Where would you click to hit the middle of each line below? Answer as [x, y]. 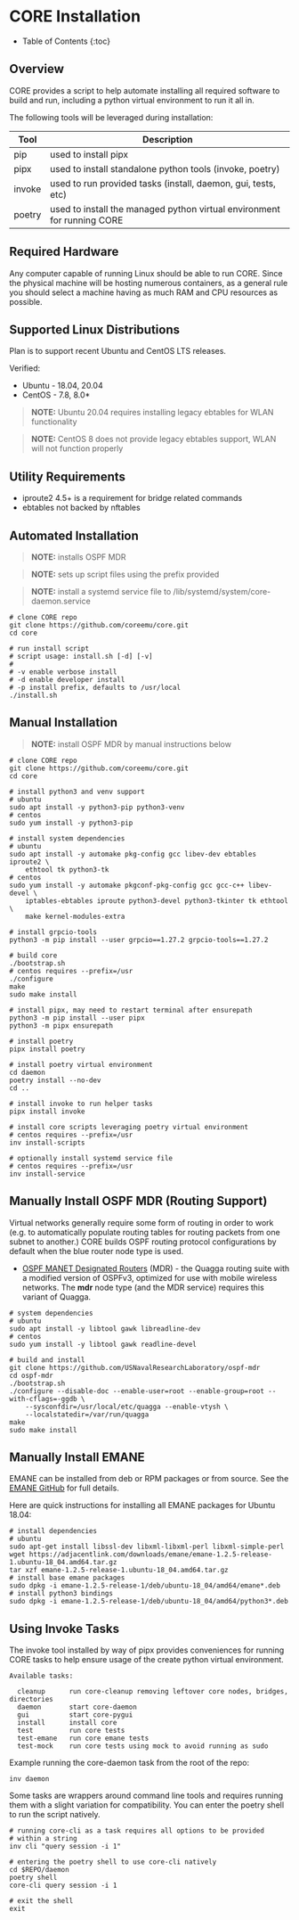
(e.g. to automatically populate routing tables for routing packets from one [145, 1232]
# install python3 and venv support [77, 792]
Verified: [25, 368]
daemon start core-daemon [77, 1707]
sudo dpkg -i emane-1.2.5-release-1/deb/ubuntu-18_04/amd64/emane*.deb [145, 1586]
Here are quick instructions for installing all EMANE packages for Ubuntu [142, 1506]
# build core [33, 956]
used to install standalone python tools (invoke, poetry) [165, 168]
